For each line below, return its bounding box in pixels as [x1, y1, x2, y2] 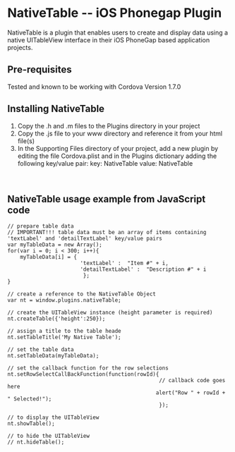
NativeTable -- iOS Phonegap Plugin [7, 5, 222, 21]
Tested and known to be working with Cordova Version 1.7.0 [7, 83, 181, 91]
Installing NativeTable [7, 103, 104, 115]
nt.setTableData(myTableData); [7, 353, 100, 360]
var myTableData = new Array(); [7, 241, 102, 248]
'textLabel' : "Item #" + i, [80, 259, 169, 267]
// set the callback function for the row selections [7, 365, 169, 372]
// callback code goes [158, 377, 226, 384]
